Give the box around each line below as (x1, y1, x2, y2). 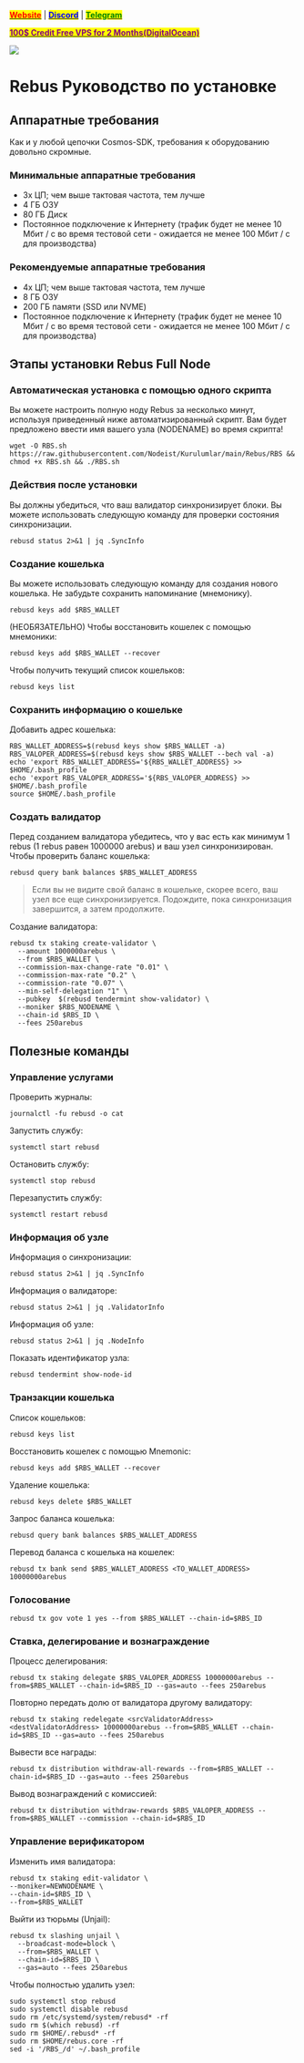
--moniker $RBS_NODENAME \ (17, 1003, 120, 1012)
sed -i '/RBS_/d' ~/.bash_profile (9, 2044, 141, 2054)
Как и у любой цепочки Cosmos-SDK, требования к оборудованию (9, 137, 270, 147)
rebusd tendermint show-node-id (9, 1370, 132, 1379)
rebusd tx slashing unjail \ (9, 1931, 120, 1940)
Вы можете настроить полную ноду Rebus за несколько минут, (9, 405, 256, 416)
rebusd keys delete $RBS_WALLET (9, 1497, 132, 1506)
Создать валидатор (9, 810, 102, 823)
